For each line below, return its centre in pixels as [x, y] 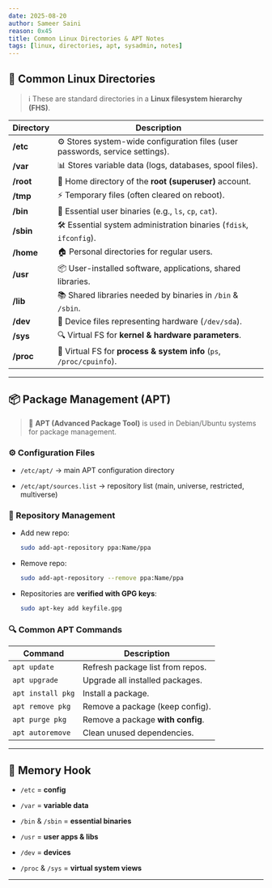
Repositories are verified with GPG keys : [89, 594]
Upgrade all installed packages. [142, 680]
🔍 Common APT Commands [66, 629]
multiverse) [39, 495]
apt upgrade [36, 681]
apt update [33, 667]
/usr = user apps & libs [59, 837]
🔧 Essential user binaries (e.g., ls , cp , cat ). [137, 211]
